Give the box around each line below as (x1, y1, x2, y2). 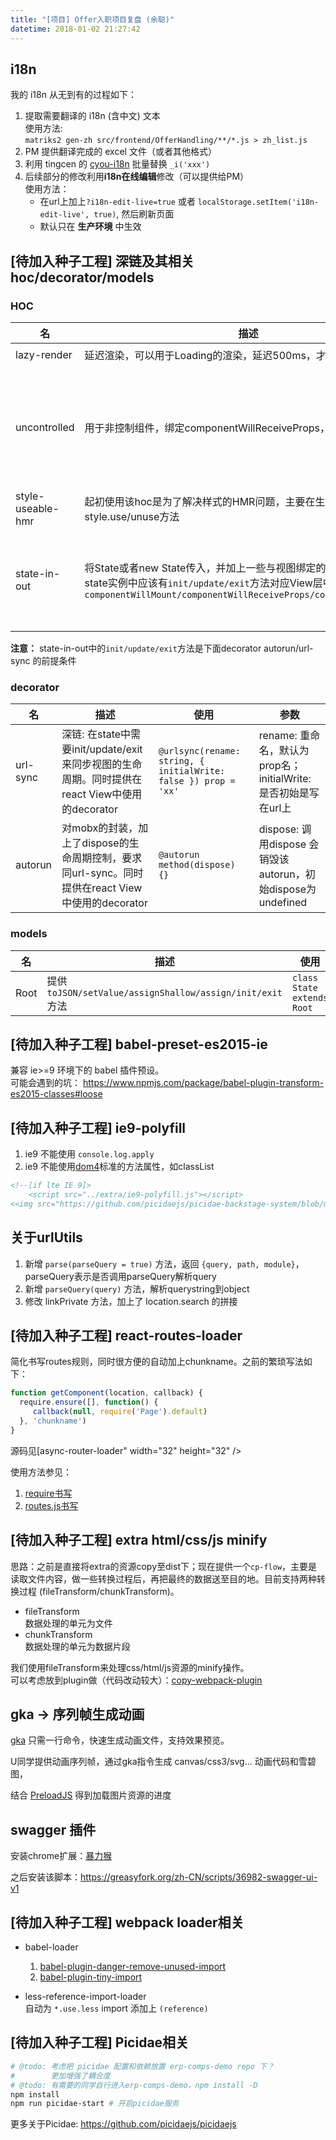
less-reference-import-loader (24, 1991, 147, 2003)
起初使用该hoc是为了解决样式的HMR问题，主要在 (84, 495, 316, 508)
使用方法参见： (10, 1466, 72, 1478)
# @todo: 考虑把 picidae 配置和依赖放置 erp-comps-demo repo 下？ (10, 2061, 275, 2071)
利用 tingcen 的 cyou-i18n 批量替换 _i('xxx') (24, 158, 211, 170)
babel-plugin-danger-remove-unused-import (39, 1961, 227, 1973)
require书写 (24, 1487, 73, 1499)
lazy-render (15, 348, 73, 361)
